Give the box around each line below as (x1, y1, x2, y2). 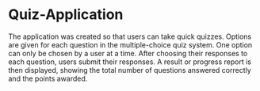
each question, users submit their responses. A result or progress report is (8, 57, 252, 66)
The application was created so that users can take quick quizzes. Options (8, 32, 252, 41)
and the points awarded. (8, 74, 88, 83)
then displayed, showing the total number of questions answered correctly (8, 65, 251, 74)
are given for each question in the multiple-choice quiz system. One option (8, 40, 253, 49)
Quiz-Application (8, 6, 124, 24)
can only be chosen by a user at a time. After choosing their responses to (8, 48, 248, 58)
